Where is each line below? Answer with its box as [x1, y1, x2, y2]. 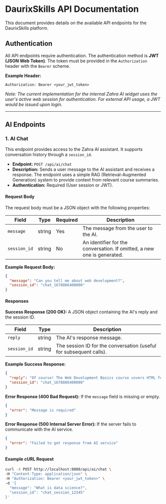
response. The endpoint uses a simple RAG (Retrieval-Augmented [12, 172, 147, 178]
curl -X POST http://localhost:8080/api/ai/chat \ [5, 467, 112, 472]
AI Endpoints [5, 120, 45, 129]
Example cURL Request [5, 456, 54, 462]
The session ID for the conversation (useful [56, 342, 157, 349]
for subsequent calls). [56, 349, 107, 356]
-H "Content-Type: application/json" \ [5, 471, 87, 477]
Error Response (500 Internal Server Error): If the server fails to [5, 421, 137, 427]
